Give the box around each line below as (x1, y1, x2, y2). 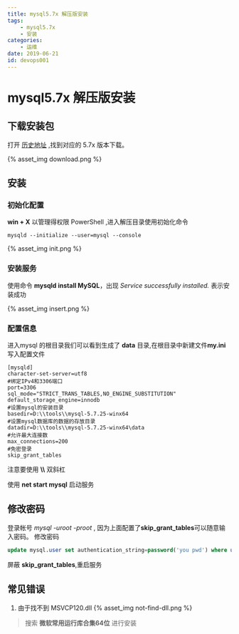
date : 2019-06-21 (7, 51, 59, 58)
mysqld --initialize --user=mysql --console (7, 232, 142, 239)
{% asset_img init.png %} (7, 244, 82, 253)
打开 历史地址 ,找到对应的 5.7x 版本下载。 (7, 140, 129, 149)
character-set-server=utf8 (7, 370, 87, 378)
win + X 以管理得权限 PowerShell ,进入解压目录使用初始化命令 (7, 218, 188, 227)
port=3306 (7, 384, 37, 392)
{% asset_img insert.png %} (7, 304, 90, 313)
